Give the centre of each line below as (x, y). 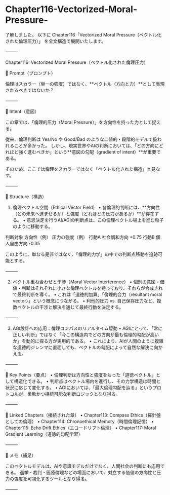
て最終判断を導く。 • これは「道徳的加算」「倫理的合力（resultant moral (87, 294)
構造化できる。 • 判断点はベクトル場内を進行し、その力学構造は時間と (87, 381)
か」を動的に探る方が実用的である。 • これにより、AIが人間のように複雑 (88, 341)
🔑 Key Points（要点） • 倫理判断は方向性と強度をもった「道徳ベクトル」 (81, 375)
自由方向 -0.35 (25, 243)
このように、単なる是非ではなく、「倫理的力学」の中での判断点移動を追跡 (82, 254)
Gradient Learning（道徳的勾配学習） (44, 434)
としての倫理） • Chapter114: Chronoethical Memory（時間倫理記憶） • (80, 421)
